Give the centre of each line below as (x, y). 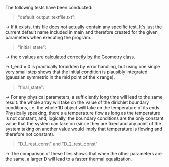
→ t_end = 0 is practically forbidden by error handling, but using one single (83, 67)
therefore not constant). (30, 134)
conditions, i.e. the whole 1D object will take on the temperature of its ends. (83, 107)
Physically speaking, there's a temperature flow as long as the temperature (83, 113)
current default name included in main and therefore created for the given (81, 32)
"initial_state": (32, 47)
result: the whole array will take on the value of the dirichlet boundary (77, 102)
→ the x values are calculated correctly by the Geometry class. (70, 57)
